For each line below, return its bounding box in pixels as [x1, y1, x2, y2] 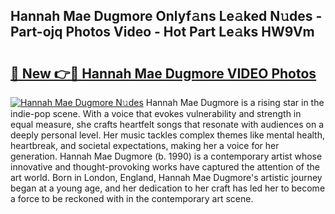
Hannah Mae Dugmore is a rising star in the [145, 97, 325, 108]
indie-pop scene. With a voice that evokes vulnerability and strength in [10, 108, 302, 119]
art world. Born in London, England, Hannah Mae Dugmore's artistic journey [10, 172, 323, 183]
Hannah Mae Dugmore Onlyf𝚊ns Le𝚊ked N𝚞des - [10, 8, 323, 25]
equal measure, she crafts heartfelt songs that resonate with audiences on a [10, 119, 325, 130]
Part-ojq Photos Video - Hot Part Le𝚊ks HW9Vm [10, 24, 315, 41]
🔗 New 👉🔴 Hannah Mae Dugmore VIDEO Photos [10, 65, 317, 82]
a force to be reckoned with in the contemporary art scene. [10, 193, 254, 204]
